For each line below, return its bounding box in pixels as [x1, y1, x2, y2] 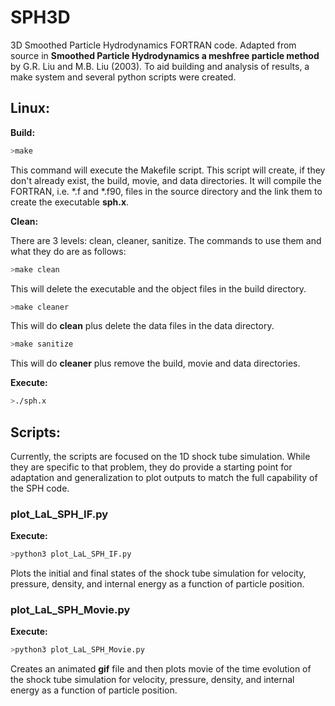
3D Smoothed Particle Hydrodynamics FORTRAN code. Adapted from [10, 39, 297, 51]
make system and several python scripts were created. [10, 71, 237, 83]
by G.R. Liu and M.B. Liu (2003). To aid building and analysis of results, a [10, 60, 310, 72]
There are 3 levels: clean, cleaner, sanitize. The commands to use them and [10, 234, 322, 246]
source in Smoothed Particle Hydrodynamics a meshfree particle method [10, 49, 320, 61]
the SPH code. [10, 482, 70, 494]
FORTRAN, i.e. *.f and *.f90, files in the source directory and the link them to [10, 185, 323, 197]
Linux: [10, 100, 50, 117]
